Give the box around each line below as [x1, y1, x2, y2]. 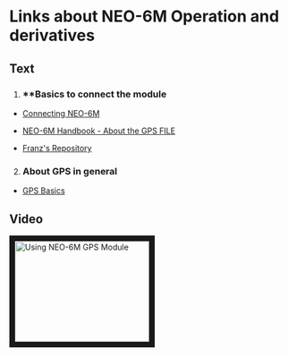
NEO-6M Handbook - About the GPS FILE [21, 125, 176, 136]
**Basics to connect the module [21, 88, 167, 100]
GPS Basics [21, 185, 65, 196]
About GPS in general [21, 165, 118, 177]
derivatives [9, 25, 96, 46]
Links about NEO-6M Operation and [9, 6, 280, 27]
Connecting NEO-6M [21, 107, 100, 118]
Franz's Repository [21, 142, 92, 153]
